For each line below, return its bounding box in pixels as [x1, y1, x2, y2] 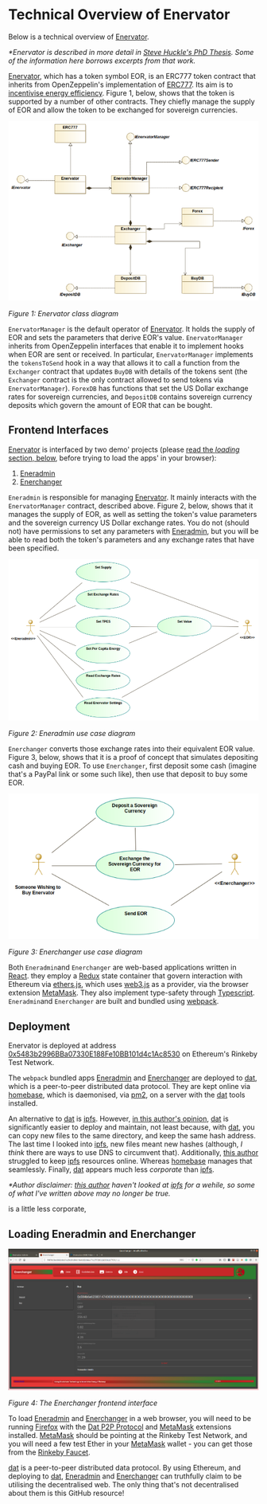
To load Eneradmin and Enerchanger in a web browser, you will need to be [8, 1413, 252, 1423]
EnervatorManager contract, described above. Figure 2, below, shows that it [8, 500, 253, 511]
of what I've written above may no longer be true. [8, 1189, 171, 1198]
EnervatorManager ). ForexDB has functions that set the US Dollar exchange [8, 383, 249, 393]
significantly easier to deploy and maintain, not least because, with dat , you [8, 1122, 256, 1132]
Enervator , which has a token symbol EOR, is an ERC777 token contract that [8, 71, 256, 80]
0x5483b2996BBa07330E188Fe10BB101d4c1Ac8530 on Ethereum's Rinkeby [8, 1049, 258, 1059]
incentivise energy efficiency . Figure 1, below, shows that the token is [8, 88, 235, 97]
